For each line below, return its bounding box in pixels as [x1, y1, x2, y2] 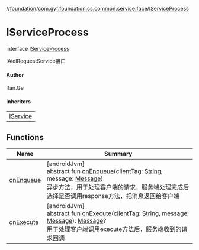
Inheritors [6, 98, 31, 105]
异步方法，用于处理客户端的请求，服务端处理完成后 [46, 183, 190, 191]
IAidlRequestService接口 [6, 57, 66, 64]
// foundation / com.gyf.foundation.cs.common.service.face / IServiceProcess [6, 5, 190, 12]
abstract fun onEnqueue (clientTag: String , [46, 167, 163, 176]
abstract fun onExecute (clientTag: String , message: [46, 209, 190, 217]
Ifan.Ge [6, 85, 24, 92]
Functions [6, 132, 44, 142]
